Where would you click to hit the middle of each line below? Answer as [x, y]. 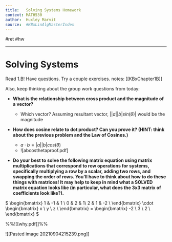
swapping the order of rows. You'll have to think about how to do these [89, 177]
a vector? [23, 104]
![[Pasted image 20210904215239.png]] [47, 234]
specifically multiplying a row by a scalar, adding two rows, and [82, 171]
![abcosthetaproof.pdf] [44, 151]
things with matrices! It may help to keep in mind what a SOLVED [83, 182]
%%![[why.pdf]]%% [27, 224]
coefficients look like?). [38, 193]
